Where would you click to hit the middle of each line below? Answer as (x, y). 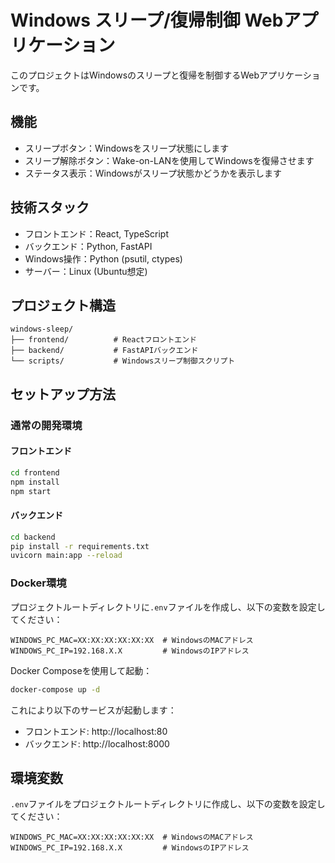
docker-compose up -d (55, 689)
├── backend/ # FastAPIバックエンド (104, 351)
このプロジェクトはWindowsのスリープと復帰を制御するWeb (135, 75)
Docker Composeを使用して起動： (81, 670)
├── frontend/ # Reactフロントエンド (103, 340)
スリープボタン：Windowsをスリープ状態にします (127, 148)
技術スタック (50, 207)
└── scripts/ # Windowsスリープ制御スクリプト (123, 361)
